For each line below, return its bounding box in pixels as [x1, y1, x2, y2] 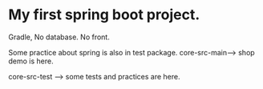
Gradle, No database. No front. [8, 32, 110, 42]
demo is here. [8, 56, 54, 66]
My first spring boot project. [8, 6, 200, 24]
